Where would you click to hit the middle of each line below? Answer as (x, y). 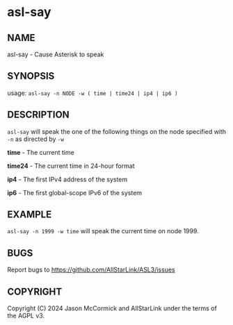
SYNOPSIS (31, 76)
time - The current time (41, 152)
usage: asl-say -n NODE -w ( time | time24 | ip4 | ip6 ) (93, 93)
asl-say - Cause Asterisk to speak (56, 54)
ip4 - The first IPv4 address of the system (67, 179)
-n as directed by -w (36, 139)
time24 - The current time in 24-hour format (71, 166)
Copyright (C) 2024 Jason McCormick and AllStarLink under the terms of (112, 308)
